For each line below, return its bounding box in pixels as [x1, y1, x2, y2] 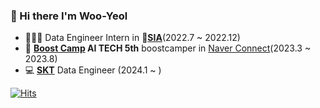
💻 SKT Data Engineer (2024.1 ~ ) [24, 64, 162, 76]
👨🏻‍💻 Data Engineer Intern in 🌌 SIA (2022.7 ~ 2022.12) [24, 32, 241, 44]
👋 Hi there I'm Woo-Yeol [10, 9, 128, 23]
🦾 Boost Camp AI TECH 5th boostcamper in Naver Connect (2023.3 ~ [24, 42, 312, 54]
